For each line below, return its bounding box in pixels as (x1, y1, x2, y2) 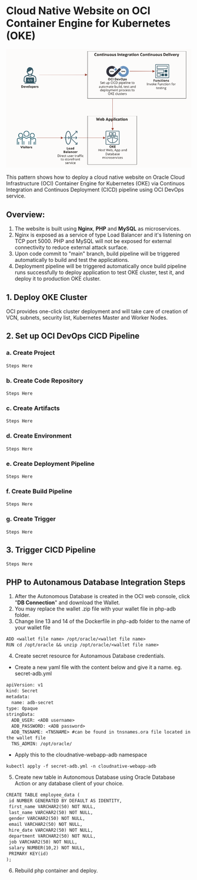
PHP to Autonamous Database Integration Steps (6, 577, 186, 587)
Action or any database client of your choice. (14, 780, 124, 787)
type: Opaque (6, 706, 38, 712)
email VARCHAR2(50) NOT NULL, (8, 822, 83, 828)
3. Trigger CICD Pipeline (6, 545, 96, 555)
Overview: (6, 209, 45, 219)
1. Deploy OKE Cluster (6, 292, 88, 302)
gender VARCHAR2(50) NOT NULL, (8, 816, 85, 822)
